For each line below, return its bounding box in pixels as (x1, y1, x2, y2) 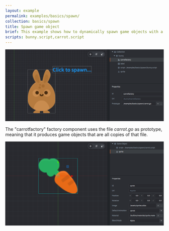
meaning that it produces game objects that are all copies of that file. (5, 131, 148, 137)
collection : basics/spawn (5, 19, 59, 24)
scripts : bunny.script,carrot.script (5, 35, 84, 40)
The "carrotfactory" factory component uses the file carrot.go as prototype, (5, 126, 162, 132)
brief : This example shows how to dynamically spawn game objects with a (5, 29, 163, 35)
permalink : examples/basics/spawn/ (5, 13, 80, 19)
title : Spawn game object (5, 24, 59, 29)
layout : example (5, 8, 39, 13)
